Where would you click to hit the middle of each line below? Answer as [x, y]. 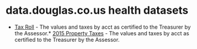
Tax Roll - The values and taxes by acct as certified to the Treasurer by [102, 27]
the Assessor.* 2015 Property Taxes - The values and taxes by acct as [102, 33]
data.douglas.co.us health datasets [97, 10]
